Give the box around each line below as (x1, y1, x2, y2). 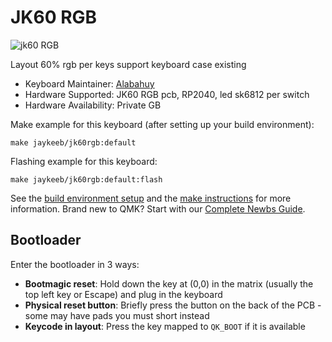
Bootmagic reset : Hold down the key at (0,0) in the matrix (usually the (24, 277, 314, 290)
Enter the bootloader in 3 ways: (10, 258, 140, 270)
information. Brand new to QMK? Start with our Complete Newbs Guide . (10, 202, 306, 215)
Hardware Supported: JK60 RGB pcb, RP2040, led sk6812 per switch (24, 88, 310, 100)
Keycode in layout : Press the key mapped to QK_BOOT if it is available (24, 320, 306, 332)
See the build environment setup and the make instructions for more (10, 192, 292, 204)
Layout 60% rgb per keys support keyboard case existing (10, 58, 247, 70)
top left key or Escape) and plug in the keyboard (24, 288, 223, 300)
